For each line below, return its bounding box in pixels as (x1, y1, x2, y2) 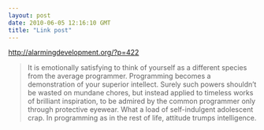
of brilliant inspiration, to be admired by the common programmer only (27, 96, 256, 106)
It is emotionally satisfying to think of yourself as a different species (27, 63, 247, 72)
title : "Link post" (8, 26, 73, 34)
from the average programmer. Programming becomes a (27, 72, 211, 81)
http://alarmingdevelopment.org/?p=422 (8, 48, 139, 58)
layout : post (8, 11, 51, 20)
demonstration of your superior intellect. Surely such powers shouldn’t (27, 80, 257, 89)
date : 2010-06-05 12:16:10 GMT (8, 19, 111, 27)
